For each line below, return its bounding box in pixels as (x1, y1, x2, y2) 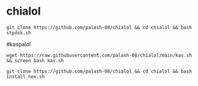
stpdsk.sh (6, 29, 32, 36)
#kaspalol (6, 40, 31, 48)
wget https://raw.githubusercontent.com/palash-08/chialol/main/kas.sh (6, 52, 192, 59)
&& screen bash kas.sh (6, 57, 64, 63)
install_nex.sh (6, 73, 45, 80)
